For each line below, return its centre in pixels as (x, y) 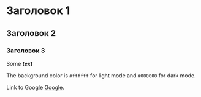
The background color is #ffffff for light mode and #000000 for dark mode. (101, 75)
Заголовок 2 (31, 33)
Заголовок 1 (38, 11)
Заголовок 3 (26, 51)
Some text (20, 63)
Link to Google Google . (35, 87)
